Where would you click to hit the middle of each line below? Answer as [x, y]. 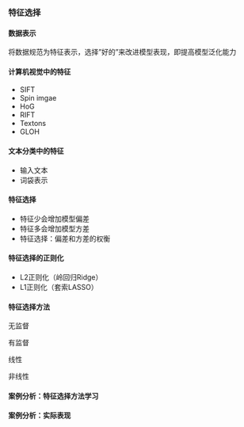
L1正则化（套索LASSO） [59, 287]
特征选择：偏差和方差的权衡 [65, 238]
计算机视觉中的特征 [40, 71]
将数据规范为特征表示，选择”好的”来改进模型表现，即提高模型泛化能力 [122, 52]
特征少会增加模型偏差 [54, 219]
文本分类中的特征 [36, 151]
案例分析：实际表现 [40, 416]
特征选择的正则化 [36, 258]
